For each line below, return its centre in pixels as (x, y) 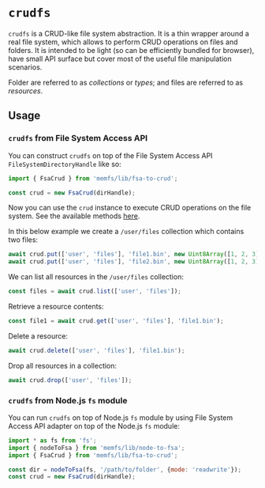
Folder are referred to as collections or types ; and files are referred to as (125, 82)
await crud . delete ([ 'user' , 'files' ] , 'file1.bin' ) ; (97, 350)
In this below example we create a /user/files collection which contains (126, 232)
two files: (23, 240)
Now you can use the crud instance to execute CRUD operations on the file (130, 208)
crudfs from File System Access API (78, 138)
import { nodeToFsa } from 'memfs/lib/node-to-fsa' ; (97, 448)
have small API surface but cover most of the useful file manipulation (120, 59)
